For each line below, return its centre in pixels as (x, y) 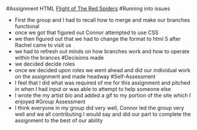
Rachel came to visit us (43, 45)
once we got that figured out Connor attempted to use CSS (86, 32)
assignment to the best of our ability (59, 120)
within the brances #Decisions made (59, 58)
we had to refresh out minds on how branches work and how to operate (102, 51)
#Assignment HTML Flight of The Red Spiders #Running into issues (88, 9)
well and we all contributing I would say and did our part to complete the (103, 114)
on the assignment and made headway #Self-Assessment (85, 77)
